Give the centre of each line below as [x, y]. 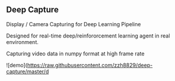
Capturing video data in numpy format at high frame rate [75, 54]
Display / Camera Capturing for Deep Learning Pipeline [74, 24]
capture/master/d [28, 71]
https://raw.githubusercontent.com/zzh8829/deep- [90, 65]
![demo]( [17, 65]
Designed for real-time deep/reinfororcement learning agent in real [88, 36]
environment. [22, 42]
